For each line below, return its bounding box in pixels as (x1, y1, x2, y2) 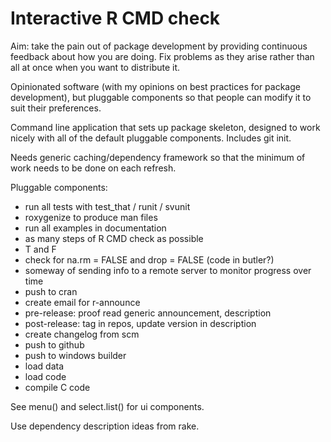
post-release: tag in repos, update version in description (24, 317, 257, 329)
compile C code (24, 381, 91, 393)
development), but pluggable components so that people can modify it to (10, 91, 312, 103)
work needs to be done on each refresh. (10, 162, 177, 174)
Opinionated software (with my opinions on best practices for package (10, 80, 301, 92)
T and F (24, 243, 57, 255)
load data (24, 360, 65, 372)
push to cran (24, 285, 78, 297)
